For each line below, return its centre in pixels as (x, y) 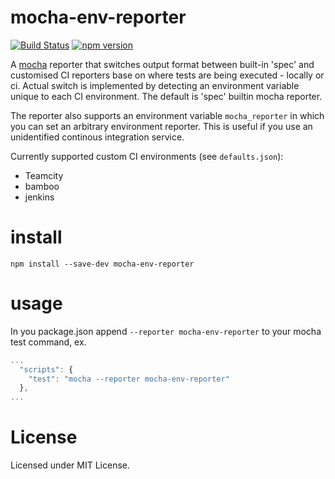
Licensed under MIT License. (70, 465)
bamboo (42, 186)
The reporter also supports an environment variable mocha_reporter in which (167, 115)
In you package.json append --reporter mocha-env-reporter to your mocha (166, 331)
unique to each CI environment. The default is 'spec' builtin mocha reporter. (166, 96)
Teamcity (44, 175)
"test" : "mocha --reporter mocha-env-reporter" (129, 379)
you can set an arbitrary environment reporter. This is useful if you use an (161, 126)
